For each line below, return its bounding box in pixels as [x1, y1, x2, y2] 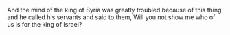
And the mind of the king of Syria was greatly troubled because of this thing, [7, 6, 224, 14]
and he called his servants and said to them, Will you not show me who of [7, 13, 216, 21]
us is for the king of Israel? [7, 21, 82, 28]
